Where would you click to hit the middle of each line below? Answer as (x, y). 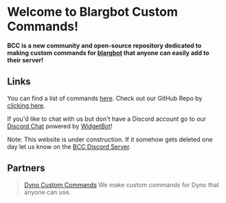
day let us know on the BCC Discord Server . (69, 146)
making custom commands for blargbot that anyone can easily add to (108, 53)
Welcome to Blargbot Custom (93, 12)
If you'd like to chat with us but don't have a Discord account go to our (107, 119)
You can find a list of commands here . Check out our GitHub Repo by (105, 98)
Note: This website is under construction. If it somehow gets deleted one (110, 139)
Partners (26, 168)
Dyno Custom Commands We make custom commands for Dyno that (122, 184)
